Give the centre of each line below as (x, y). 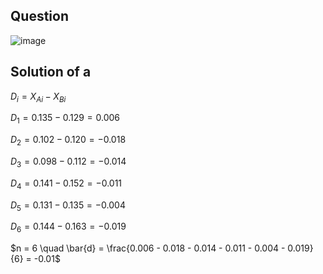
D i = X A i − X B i (38, 97)
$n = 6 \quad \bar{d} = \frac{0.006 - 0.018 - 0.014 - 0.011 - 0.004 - (148, 248)
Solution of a (51, 72)
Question (39, 16)
